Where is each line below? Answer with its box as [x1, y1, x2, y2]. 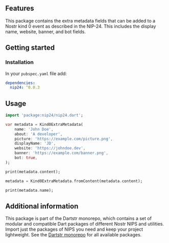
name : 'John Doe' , [14, 126, 54, 132]
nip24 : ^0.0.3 [10, 85, 40, 90]
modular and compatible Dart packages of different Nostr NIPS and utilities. [5, 221, 164, 227]
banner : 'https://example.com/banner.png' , [14, 150, 109, 156]
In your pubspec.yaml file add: [5, 70, 67, 76]
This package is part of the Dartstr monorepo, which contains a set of [5, 215, 152, 222]
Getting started [5, 43, 55, 52]
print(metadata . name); [5, 188, 54, 193]
